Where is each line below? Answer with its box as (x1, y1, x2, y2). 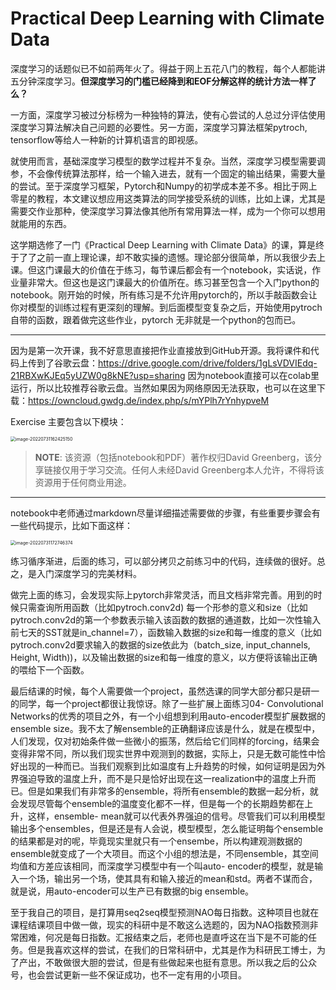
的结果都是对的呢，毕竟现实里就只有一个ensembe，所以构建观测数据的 (10, 835, 303, 847)
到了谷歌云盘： (36, 357, 98, 369)
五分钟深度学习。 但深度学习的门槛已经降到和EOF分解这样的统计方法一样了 (10, 75, 317, 87)
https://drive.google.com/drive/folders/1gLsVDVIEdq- (98, 357, 318, 369)
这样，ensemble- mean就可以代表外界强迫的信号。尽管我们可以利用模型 (27, 810, 326, 822)
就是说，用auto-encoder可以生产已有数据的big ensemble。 (10, 885, 255, 897)
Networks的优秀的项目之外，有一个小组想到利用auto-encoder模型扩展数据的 (10, 710, 326, 722)
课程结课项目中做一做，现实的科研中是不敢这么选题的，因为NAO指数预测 (10, 918, 310, 931)
